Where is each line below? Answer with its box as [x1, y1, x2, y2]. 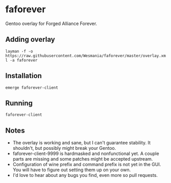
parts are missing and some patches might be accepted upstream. [12, 156, 153, 162]
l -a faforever [5, 58, 38, 63]
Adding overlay [5, 35, 55, 44]
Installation [5, 71, 42, 80]
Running [5, 98, 33, 108]
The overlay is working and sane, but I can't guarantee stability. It [12, 140, 151, 146]
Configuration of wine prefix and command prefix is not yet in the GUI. [12, 162, 161, 168]
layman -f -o [5, 48, 33, 54]
